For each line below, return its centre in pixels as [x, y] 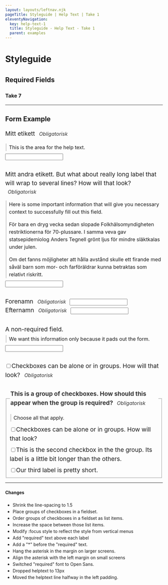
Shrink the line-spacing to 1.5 [42, 505]
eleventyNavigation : [27, 19]
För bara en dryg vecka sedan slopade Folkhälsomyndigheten [81, 224]
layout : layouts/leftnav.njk [35, 10]
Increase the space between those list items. [58, 524]
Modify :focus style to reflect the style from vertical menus [73, 531]
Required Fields [30, 80]
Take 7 [13, 96]
